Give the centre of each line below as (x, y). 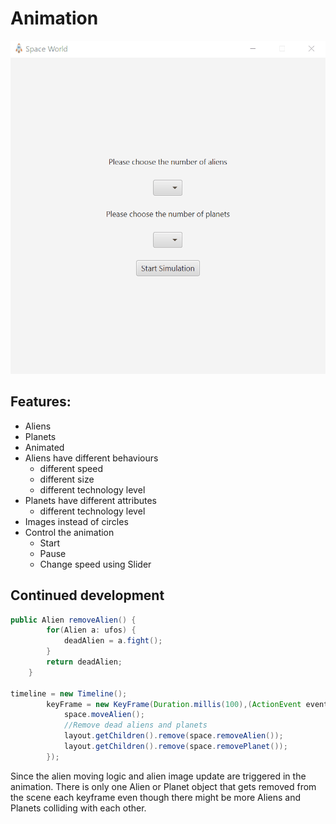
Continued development (87, 595)
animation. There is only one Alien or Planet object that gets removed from (163, 786)
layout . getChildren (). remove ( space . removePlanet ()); (175, 747)
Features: (41, 402)
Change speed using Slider (95, 564)
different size (67, 479)
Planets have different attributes (91, 500)
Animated (44, 447)
